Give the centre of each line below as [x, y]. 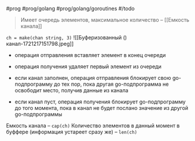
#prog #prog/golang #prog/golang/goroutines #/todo [70, 9]
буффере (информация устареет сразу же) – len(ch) [72, 132]
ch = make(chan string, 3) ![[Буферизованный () [67, 37]
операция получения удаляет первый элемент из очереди [88, 66]
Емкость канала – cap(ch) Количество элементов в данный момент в [93, 125]
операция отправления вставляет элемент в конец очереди [90, 55]
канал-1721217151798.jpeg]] [40, 44]
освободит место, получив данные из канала [71, 90]
